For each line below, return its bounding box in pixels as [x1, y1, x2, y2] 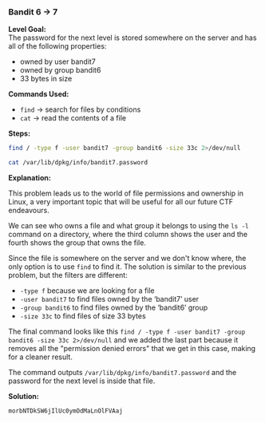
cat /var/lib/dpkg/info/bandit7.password [8, 159, 148, 167]
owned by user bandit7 [19, 57, 96, 66]
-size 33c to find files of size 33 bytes [19, 311, 146, 321]
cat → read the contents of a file [19, 113, 126, 123]
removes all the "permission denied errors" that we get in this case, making [8, 344, 256, 354]
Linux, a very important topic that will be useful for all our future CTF [8, 197, 234, 207]
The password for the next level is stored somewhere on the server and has [8, 33, 257, 42]
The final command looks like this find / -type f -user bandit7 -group [8, 326, 246, 337]
